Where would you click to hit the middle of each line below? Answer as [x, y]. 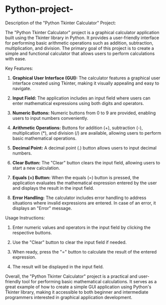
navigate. [22, 88]
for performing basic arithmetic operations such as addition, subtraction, [79, 43]
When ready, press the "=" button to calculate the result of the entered [84, 252]
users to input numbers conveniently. [50, 118]
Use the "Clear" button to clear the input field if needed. [69, 242]
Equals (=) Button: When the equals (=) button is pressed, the [76, 177]
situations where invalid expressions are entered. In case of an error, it [84, 203]
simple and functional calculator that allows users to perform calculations [80, 53]
